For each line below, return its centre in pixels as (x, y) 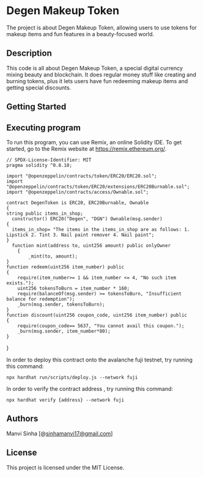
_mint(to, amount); (53, 256)
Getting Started (36, 107)
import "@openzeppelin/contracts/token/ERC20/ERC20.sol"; (82, 176)
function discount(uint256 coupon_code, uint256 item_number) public (97, 315)
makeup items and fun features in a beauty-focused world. (80, 34)
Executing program (44, 128)
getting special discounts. (39, 87)
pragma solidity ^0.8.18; (39, 165)
